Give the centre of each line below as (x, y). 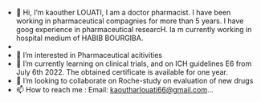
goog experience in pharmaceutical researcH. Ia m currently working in (134, 29)
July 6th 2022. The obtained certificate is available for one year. (122, 72)
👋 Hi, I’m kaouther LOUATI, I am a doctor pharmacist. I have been (123, 12)
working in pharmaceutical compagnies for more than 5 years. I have (130, 21)
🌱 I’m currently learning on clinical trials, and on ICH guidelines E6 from (134, 63)
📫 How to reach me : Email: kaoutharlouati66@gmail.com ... (115, 90)
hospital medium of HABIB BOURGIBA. (80, 38)
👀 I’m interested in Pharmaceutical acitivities (89, 55)
